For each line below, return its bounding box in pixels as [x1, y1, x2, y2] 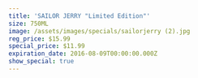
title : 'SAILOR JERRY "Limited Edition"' [8, 11, 151, 20]
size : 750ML [8, 19, 49, 28]
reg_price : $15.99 [8, 34, 71, 43]
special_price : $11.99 [8, 42, 85, 50]
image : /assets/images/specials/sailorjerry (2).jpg [8, 27, 191, 35]
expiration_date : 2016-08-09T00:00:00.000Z [8, 50, 158, 58]
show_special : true [8, 58, 75, 66]
